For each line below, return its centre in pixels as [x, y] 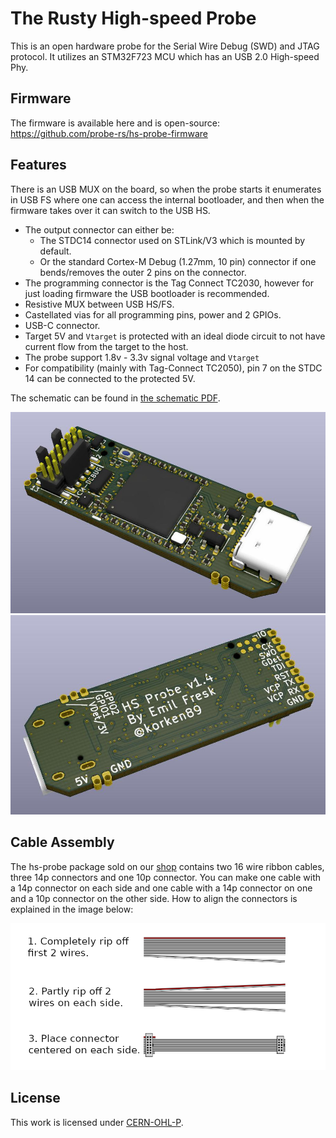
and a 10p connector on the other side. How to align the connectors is [154, 898]
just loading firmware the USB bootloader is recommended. [147, 293]
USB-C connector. [62, 325]
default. [55, 251]
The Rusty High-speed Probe [133, 18]
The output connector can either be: [99, 229]
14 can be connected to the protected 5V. [110, 378]
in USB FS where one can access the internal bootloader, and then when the [167, 199]
